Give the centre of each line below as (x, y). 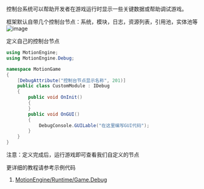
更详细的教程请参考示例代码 (41, 167)
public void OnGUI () (54, 114)
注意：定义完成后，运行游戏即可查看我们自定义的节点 (73, 154)
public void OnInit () (56, 98)
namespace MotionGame (34, 69)
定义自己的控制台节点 (33, 41)
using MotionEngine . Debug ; (40, 58)
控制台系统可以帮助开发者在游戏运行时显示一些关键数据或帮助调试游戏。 (97, 9)
